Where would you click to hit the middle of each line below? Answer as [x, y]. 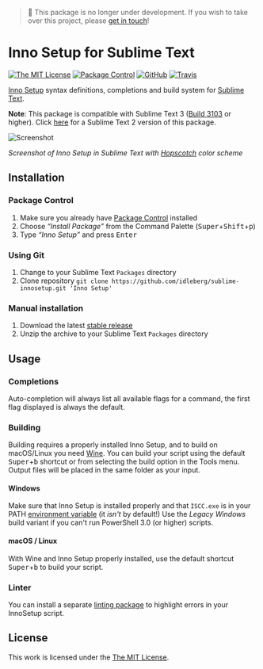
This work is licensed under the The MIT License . [89, 657]
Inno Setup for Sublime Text [102, 53]
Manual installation [46, 308]
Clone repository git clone [64, 281]
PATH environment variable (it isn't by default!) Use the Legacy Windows [127, 514]
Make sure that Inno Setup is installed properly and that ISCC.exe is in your [130, 506]
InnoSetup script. [36, 613]
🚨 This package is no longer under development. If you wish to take [137, 12]
